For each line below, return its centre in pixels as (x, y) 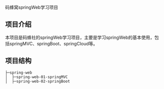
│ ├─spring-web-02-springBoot (38, 81)
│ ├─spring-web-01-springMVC (37, 77)
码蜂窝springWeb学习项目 (32, 7)
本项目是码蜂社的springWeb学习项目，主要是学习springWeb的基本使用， (80, 37)
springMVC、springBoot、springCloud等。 (54, 43)
